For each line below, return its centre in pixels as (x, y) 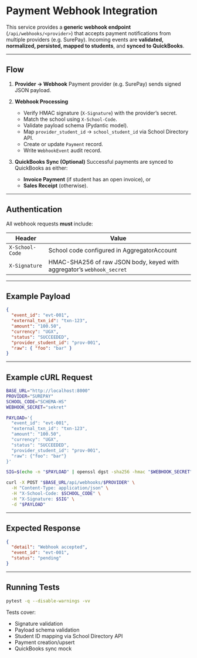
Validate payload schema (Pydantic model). (76, 125)
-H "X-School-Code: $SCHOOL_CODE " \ (56, 494)
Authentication (34, 210)
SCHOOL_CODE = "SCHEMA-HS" (36, 401)
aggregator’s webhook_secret (88, 269)
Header (26, 238)
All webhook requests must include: (50, 224)
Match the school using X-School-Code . (70, 119)
